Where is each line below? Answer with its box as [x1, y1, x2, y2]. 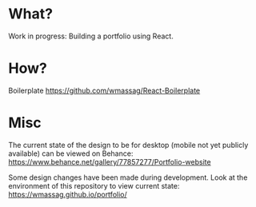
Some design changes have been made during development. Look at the [8, 173, 248, 182]
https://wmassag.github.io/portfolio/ [8, 189, 127, 199]
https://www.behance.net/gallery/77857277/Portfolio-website [8, 157, 211, 166]
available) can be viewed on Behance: [8, 149, 134, 158]
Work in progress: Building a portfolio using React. [8, 31, 174, 41]
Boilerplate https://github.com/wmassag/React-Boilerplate [8, 86, 201, 95]
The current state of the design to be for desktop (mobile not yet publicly [8, 140, 249, 149]
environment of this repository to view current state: [8, 181, 180, 190]
